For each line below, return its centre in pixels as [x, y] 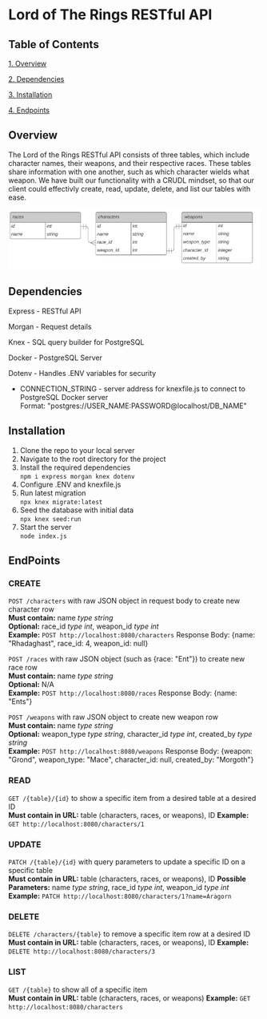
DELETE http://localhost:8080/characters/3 [82, 952]
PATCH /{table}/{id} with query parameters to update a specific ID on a [127, 861]
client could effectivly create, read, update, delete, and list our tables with [130, 188]
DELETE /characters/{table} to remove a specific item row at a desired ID [129, 934]
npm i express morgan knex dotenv [77, 476]
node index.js [43, 536]
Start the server [46, 527]
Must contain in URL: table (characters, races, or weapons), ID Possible [127, 879]
